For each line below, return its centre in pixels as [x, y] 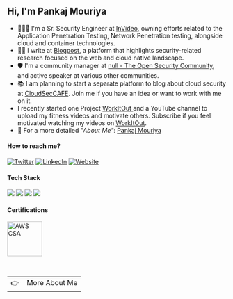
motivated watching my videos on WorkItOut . [82, 123]
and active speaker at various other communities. [88, 75]
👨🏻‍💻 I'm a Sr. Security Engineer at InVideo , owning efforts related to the [120, 28]
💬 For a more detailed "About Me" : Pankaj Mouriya [89, 130]
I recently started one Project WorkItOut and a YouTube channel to [112, 108]
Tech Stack [24, 177]
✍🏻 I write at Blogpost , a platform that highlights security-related [109, 50]
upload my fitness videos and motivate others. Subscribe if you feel [114, 115]
